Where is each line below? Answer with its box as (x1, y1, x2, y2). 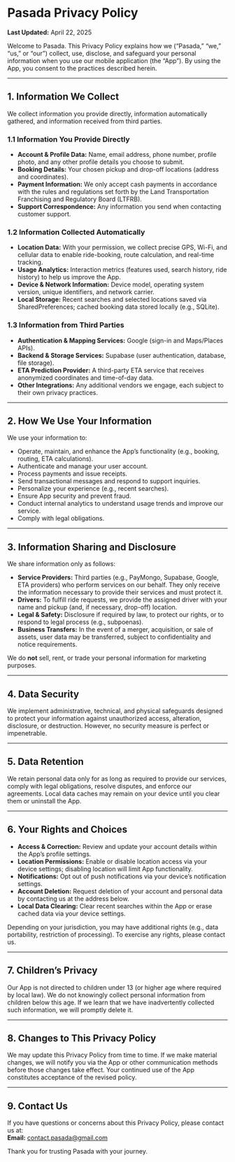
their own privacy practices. (17, 388, 99, 396)
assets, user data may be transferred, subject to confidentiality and (17, 632, 211, 642)
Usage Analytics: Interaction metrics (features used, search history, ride (17, 265, 227, 274)
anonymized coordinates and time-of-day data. (17, 373, 154, 382)
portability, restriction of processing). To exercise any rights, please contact (7, 930, 226, 939)
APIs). (17, 343, 35, 352)
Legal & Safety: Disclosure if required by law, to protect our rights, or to (17, 611, 224, 619)
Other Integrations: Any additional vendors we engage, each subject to (17, 380, 224, 389)
